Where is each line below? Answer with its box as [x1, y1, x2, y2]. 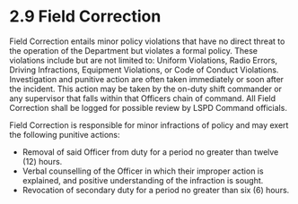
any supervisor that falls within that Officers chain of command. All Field [9, 92, 276, 104]
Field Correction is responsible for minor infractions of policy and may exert [9, 119, 289, 131]
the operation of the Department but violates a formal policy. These [9, 45, 259, 55]
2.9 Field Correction [9, 6, 162, 27]
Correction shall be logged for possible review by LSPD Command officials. [9, 102, 287, 113]
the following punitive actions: [9, 129, 120, 140]
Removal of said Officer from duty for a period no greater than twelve [22, 146, 279, 157]
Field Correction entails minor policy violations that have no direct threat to [9, 36, 285, 47]
